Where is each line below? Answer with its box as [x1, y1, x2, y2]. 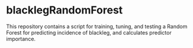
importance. [6, 35, 36, 42]
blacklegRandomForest [6, 4, 123, 17]
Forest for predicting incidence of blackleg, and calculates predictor [6, 29, 172, 36]
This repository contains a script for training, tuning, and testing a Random [6, 23, 188, 30]
